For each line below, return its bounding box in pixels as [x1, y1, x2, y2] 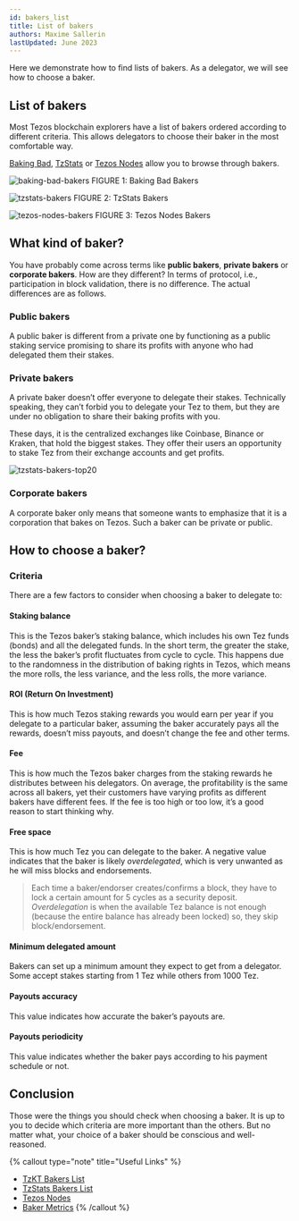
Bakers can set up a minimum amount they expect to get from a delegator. [9, 961, 282, 972]
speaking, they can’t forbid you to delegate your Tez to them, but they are [9, 401, 280, 412]
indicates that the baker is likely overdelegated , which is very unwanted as [9, 855, 284, 867]
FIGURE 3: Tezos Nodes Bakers [95, 210, 212, 221]
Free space [9, 826, 52, 837]
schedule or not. [9, 1060, 70, 1071]
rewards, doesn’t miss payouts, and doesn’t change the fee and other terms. [9, 728, 290, 738]
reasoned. [9, 1139, 47, 1149]
